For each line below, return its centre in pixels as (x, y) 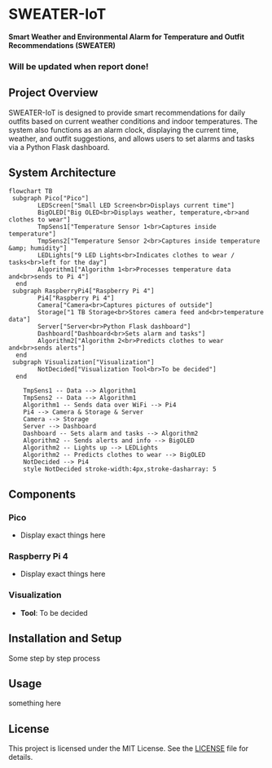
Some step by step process (54, 658)
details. (21, 757)
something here (35, 703)
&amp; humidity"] (38, 248)
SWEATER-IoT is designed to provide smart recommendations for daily (127, 112)
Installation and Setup (65, 639)
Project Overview (53, 93)
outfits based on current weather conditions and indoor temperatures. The (133, 121)
